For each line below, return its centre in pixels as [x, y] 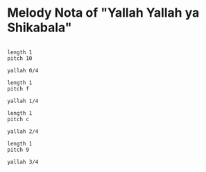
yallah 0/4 [23, 70]
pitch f [18, 88]
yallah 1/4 [23, 101]
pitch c [18, 119]
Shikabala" [40, 28]
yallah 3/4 [23, 162]
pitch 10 [20, 58]
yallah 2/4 [23, 131]
